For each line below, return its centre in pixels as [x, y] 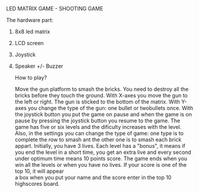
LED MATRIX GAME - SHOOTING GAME [55, 9]
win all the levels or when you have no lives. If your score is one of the [101, 165]
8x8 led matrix [32, 31]
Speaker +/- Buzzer [39, 66]
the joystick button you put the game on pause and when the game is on [103, 114]
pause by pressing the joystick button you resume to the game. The [97, 121]
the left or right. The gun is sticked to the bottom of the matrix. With [97, 102]
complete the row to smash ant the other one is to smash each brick [98, 140]
